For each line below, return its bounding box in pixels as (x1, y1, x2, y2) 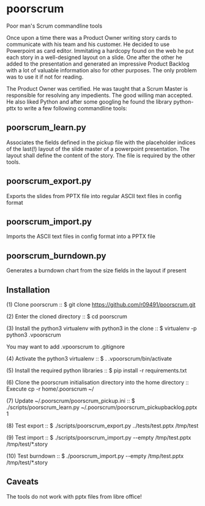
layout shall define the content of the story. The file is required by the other (6, 151, 196, 159)
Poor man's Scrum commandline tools (6, 22, 103, 29)
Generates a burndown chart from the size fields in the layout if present (6, 267, 187, 274)
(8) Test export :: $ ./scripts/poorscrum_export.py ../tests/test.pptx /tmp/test (6, 422, 199, 429)
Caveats (6, 477, 39, 487)
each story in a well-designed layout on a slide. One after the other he (6, 53, 182, 61)
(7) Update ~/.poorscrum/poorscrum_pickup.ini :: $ (6, 397, 135, 404)
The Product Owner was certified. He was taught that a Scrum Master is (6, 85, 188, 92)
